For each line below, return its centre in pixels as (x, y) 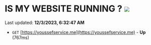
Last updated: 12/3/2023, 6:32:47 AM (45, 22)
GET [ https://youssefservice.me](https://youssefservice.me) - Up (79, 32)
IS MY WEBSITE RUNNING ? (64, 9)
